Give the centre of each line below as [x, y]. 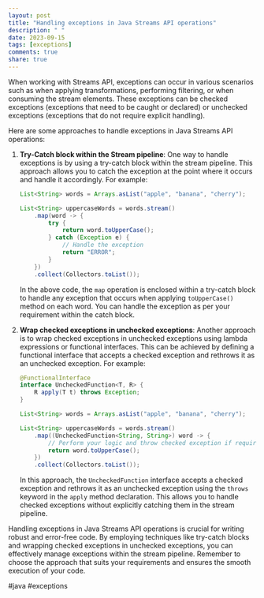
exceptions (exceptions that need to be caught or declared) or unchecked [128, 107]
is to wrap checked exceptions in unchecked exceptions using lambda [134, 338]
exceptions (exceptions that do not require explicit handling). [107, 115]
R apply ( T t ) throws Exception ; [87, 392]
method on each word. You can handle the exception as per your [125, 306]
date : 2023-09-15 [37, 37]
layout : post [30, 15]
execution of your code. [47, 571]
